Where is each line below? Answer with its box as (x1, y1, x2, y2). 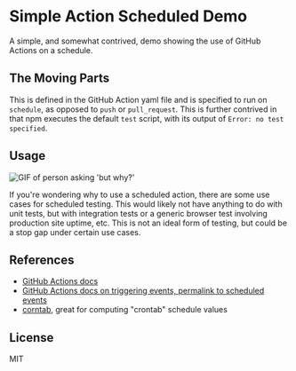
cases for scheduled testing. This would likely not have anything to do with (9, 198, 283, 209)
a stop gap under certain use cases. (9, 226, 141, 237)
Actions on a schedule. (9, 44, 93, 55)
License (9, 330, 54, 345)
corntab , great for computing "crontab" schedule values (21, 304, 228, 315)
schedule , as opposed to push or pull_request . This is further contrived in (9, 104, 277, 114)
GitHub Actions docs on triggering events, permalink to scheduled (21, 286, 265, 296)
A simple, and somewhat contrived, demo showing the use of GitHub (9, 36, 261, 46)
